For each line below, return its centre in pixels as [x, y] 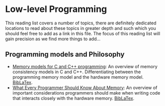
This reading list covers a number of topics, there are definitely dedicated [81, 23]
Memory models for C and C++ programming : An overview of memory [85, 66]
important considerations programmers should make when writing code [86, 93]
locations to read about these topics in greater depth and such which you [80, 28]
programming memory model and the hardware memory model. [78, 77]
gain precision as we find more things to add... [53, 39]
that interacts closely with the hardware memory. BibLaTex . [73, 98]
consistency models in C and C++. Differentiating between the [76, 72]
